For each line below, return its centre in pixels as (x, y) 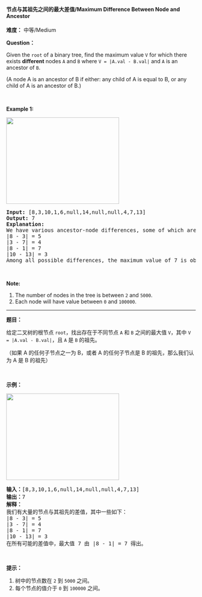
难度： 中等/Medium (31, 30)
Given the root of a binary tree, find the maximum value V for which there (97, 55)
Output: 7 (20, 218)
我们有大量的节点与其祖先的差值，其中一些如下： (67, 512)
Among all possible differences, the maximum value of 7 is (97, 261)
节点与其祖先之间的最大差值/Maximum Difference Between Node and (93, 9)
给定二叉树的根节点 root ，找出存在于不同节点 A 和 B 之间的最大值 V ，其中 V (99, 333)
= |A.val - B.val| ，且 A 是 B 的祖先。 (53, 340)
